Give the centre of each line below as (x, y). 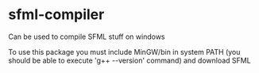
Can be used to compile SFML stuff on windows (87, 36)
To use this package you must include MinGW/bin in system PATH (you (124, 52)
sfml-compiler (56, 15)
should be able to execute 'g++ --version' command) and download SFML (130, 60)
